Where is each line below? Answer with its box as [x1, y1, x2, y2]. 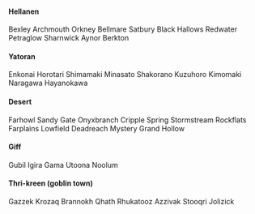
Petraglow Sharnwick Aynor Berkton [8, 33, 130, 43]
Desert [8, 97, 32, 106]
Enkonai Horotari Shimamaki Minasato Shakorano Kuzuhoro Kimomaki [8, 70, 242, 79]
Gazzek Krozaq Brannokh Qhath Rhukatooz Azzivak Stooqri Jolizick [8, 197, 235, 207]
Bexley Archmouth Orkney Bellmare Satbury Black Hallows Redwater [8, 24, 237, 34]
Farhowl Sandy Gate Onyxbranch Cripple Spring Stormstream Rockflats [8, 114, 247, 125]
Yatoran [8, 51, 36, 61]
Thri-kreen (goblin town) [8, 178, 93, 188]
